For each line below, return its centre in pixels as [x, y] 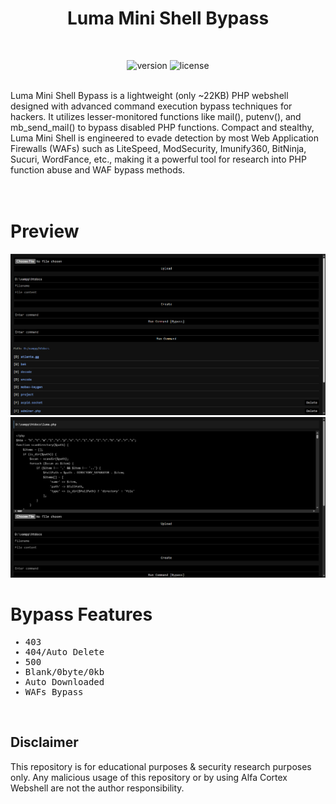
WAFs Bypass [54, 691]
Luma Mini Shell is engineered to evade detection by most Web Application [165, 138]
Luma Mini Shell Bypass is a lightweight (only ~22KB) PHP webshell [149, 95]
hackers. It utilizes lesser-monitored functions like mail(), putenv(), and [156, 116]
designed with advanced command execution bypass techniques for [151, 106]
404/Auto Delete [64, 651]
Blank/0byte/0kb [64, 671]
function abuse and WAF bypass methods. [98, 169]
